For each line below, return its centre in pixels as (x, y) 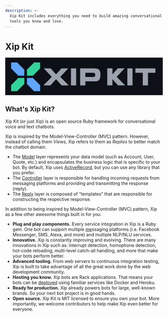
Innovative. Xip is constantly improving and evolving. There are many (84, 240)
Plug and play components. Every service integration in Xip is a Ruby (84, 224)
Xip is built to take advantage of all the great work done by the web (81, 266)
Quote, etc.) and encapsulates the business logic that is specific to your (86, 162)
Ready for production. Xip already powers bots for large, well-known (84, 287)
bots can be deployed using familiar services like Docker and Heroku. (84, 282)
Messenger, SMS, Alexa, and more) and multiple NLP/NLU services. (82, 234)
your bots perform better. (38, 256)
